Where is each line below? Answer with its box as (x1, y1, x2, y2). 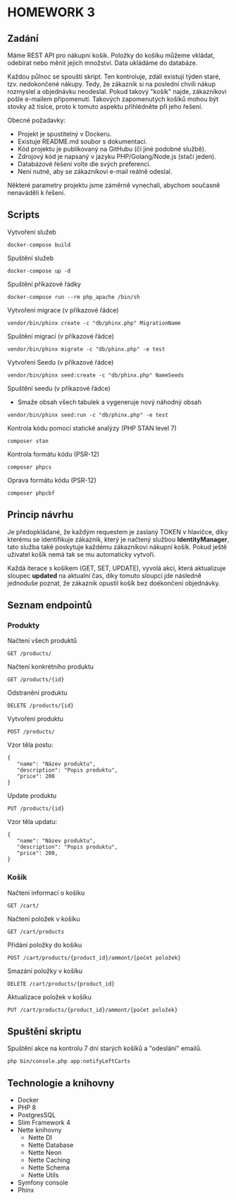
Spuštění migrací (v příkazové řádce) (7, 331, 115, 340)
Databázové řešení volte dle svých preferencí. (17, 160, 151, 168)
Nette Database (27, 1141, 74, 1149)
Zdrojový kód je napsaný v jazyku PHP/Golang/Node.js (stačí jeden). (17, 153, 216, 160)
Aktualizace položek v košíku (7, 992, 92, 1001)
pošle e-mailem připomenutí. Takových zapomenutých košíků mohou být (7, 95, 219, 103)
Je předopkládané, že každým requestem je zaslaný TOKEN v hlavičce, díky (7, 527, 228, 536)
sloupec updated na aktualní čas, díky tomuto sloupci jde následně (7, 571, 202, 580)
